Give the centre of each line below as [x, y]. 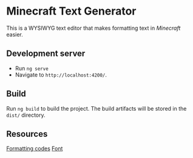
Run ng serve [32, 68]
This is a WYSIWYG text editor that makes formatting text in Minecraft [93, 28]
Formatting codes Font [35, 149]
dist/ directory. [26, 115]
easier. [15, 34]
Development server [46, 54]
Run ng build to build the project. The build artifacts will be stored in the [96, 108]
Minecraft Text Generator [71, 11]
